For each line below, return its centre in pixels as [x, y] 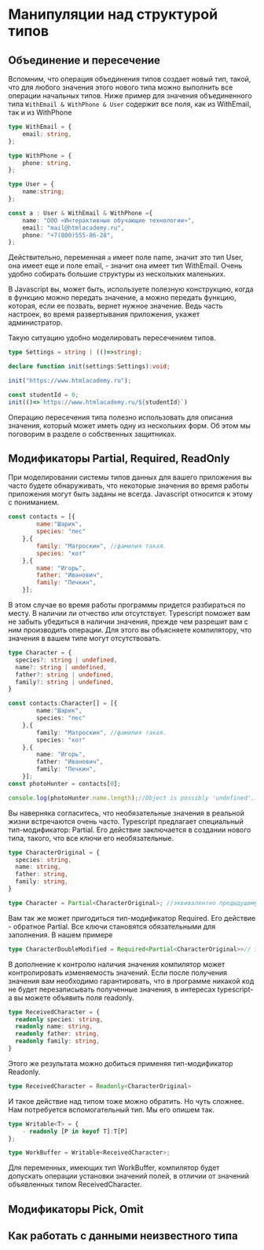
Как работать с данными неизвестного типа [123, 1236]
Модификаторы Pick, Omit [76, 1209]
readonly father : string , [58, 1034]
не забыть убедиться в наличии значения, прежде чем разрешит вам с [128, 621]
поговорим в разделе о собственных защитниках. [92, 434]
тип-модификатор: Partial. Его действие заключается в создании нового [130, 830]
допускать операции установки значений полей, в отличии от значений [129, 1176]
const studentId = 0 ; [44, 394]
